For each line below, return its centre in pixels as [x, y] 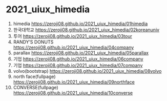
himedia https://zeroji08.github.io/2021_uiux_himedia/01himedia [80, 24]
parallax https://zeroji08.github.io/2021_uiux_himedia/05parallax [81, 53]
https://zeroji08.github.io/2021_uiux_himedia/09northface [74, 82]
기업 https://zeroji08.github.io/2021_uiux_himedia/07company [78, 65]
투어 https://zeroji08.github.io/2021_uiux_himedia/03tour [72, 36]
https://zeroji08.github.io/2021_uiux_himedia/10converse [73, 93]
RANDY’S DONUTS [33, 42]
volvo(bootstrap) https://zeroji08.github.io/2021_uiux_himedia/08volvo [87, 71]
